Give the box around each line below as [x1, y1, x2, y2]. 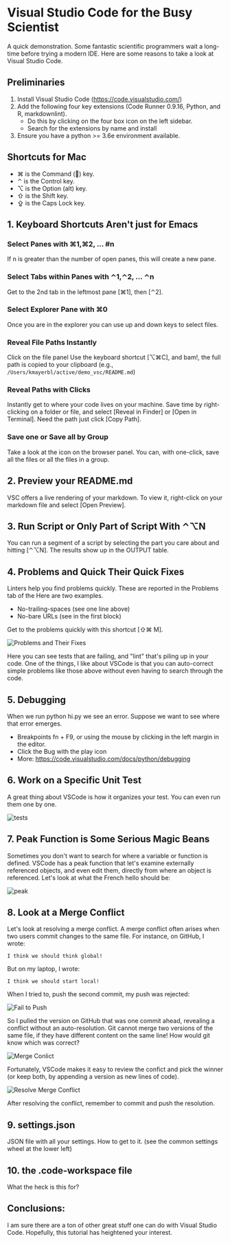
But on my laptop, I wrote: [7, 965, 80, 973]
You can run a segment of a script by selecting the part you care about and [7, 539, 220, 547]
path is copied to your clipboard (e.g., [7, 361, 114, 369]
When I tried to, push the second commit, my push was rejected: [7, 990, 190, 998]
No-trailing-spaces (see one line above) [16, 605, 130, 613]
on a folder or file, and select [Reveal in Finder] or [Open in [30, 407, 197, 416]
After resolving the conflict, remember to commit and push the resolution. [7, 1099, 215, 1108]
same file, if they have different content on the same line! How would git [7, 1031, 211, 1040]
